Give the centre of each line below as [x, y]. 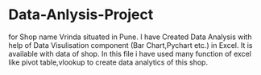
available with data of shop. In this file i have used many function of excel [130, 53]
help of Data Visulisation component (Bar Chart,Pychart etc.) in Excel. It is [130, 45]
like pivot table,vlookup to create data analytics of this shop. [108, 62]
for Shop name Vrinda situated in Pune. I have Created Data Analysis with [130, 37]
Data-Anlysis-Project [81, 15]
